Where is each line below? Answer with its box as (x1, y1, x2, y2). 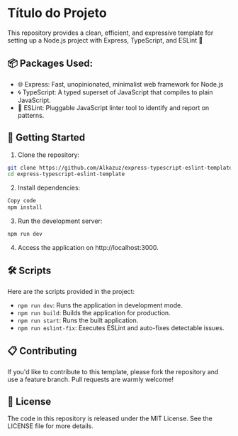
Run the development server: (17, 217, 103, 225)
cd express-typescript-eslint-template (7, 170, 125, 178)
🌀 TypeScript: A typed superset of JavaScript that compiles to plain (17, 87, 213, 97)
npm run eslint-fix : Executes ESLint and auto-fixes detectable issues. (17, 323, 225, 332)
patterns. (17, 111, 45, 119)
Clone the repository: (17, 151, 80, 159)
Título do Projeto (7, 5, 108, 21)
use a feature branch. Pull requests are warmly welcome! (7, 375, 174, 383)
